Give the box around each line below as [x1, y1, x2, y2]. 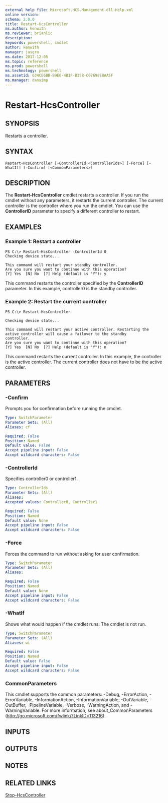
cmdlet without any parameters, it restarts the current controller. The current [5, 197, 163, 204]
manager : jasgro [5, 49, 39, 54]
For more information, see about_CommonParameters [42, 707, 153, 713]
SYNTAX [5, 147, 34, 156]
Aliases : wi [5, 640, 30, 645]
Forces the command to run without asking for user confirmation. [5, 551, 140, 557]
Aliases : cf [5, 424, 30, 430]
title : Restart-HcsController [5, 21, 69, 27]
